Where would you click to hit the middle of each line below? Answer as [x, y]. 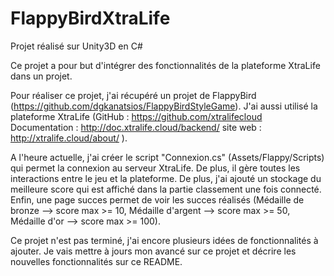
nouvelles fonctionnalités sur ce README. [96, 261]
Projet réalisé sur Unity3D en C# [76, 46]
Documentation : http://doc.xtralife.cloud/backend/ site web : [136, 127]
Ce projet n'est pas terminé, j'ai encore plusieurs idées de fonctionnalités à [164, 240]
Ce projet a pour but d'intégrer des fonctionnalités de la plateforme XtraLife [165, 65]
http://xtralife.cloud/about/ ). [69, 138]
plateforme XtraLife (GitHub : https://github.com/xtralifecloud [136, 116]
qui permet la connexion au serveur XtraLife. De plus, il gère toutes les [155, 168]
